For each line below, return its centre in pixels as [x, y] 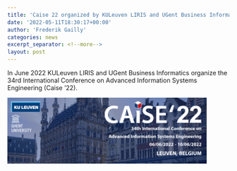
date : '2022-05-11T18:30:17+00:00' [60, 22]
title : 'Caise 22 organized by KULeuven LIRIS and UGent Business [107, 15]
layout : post [26, 52]
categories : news [33, 37]
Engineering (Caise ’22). [42, 88]
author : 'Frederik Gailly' [47, 30]
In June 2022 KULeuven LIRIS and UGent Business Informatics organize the [117, 73]
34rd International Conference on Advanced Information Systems [102, 80]
